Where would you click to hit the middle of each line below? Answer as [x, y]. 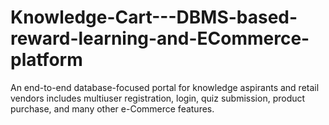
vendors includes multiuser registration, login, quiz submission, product [158, 98]
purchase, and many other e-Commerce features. [112, 108]
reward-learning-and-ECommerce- [160, 38]
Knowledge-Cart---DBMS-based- [154, 17]
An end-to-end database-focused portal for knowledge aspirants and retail [165, 87]
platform [46, 60]
